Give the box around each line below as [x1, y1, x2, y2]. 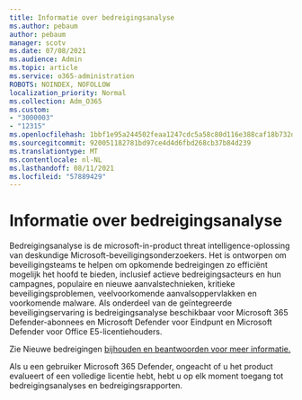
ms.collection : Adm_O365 [9, 96, 102, 106]
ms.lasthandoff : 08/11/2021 [9, 164, 115, 173]
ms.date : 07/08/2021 [9, 47, 87, 56]
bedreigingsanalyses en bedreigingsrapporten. [9, 380, 182, 391]
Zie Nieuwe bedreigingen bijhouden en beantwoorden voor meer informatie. [9, 343, 291, 355]
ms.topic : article [9, 64, 78, 73]
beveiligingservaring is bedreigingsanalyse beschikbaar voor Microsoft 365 [9, 307, 289, 318]
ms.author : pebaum [9, 22, 78, 31]
